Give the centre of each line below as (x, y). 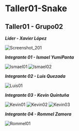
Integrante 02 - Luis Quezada (35, 76)
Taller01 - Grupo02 (34, 27)
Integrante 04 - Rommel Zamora (38, 114)
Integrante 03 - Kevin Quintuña (37, 95)
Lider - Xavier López (26, 38)
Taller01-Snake (36, 9)
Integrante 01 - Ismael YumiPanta (39, 57)
